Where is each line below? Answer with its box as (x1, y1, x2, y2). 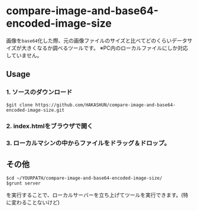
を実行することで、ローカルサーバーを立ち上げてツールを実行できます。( (6, 191, 183, 199)
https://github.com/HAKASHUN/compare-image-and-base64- (35, 102, 176, 108)
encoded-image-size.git (6, 107, 65, 113)
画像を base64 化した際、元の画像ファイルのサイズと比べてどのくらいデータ (6, 37, 187, 44)
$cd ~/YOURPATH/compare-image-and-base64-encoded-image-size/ (6, 176, 163, 181)
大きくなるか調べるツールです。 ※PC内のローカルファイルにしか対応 (21, 44, 188, 51)
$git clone (6, 102, 33, 108)
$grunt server (6, 180, 41, 187)
